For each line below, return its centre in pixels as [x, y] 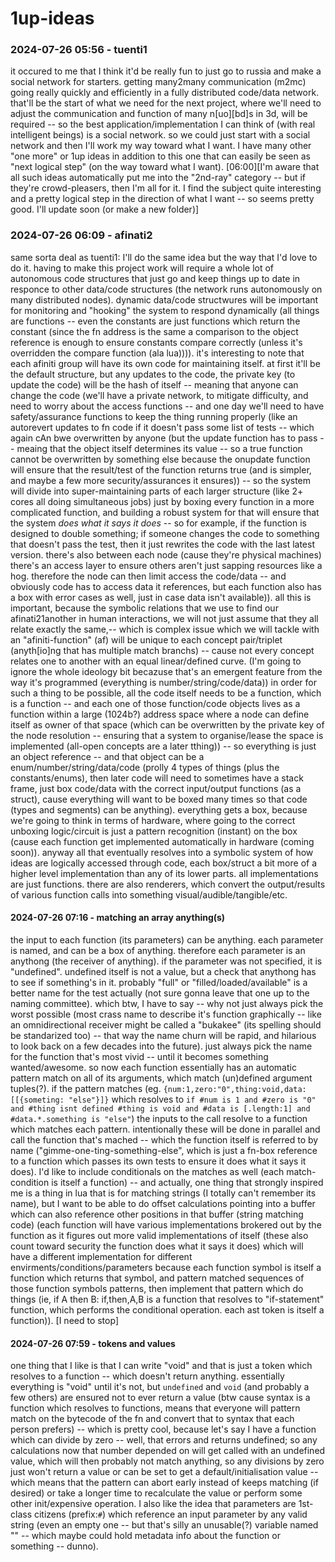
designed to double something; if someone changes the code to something [165, 533]
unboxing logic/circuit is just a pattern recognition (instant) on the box [154, 831]
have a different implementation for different [101, 1256]
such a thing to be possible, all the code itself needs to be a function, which [166, 693]
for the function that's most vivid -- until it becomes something [139, 1056]
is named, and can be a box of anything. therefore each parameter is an [158, 950]
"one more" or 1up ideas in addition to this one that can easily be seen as [160, 156]
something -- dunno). [54, 1546]
